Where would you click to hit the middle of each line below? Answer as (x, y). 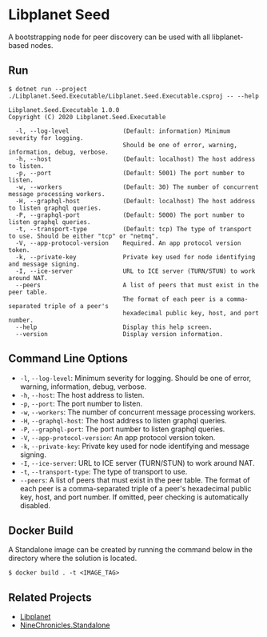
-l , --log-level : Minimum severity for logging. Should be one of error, (135, 378)
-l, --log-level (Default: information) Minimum (123, 131)
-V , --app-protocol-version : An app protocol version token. (118, 437)
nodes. (42, 45)
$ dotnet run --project (48, 89)
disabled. (35, 505)
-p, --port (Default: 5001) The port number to (130, 173)
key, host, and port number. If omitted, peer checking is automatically (134, 497)
